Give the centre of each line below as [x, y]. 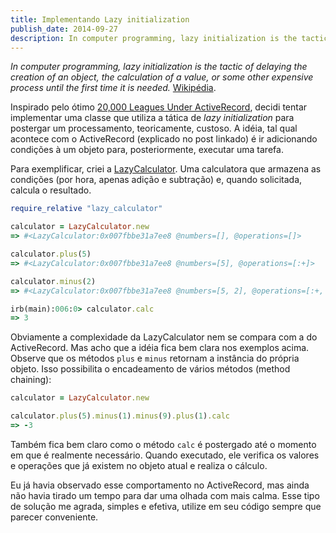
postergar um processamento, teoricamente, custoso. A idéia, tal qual [154, 128]
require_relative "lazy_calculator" [86, 209]
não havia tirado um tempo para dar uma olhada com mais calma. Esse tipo [165, 495]
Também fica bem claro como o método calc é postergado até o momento [163, 444]
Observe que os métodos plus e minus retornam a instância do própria [155, 358]
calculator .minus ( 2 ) [53, 281]
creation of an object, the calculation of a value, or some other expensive [162, 77]
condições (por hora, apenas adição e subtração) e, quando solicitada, [156, 180]
